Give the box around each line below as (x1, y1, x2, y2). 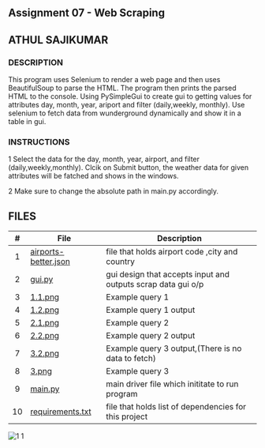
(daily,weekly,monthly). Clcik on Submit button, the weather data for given (8, 163, 249, 172)
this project (106, 411, 148, 422)
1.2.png (30, 304, 60, 315)
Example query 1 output (106, 304, 196, 315)
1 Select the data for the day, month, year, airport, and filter (8, 154, 200, 164)
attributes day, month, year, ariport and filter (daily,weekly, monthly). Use (8, 100, 245, 110)
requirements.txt (30, 406, 92, 417)
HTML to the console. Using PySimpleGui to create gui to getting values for (8, 92, 252, 101)
